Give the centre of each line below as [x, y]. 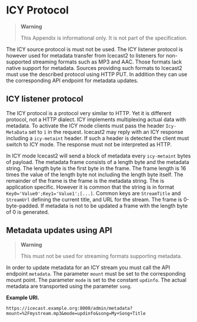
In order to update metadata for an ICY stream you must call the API [88, 267]
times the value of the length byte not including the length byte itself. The [95, 175]
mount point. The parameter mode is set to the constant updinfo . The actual [96, 280]
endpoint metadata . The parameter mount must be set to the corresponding [96, 273]
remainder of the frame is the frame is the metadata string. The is [85, 180]
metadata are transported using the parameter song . [69, 286]
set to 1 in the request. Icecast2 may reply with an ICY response [106, 132]
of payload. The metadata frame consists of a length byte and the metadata [98, 162]
